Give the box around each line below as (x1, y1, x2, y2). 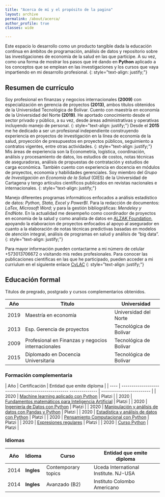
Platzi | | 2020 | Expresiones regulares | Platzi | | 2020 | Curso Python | (5, 419, 149, 425)
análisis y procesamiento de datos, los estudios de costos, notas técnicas (5, 154, 154, 159)
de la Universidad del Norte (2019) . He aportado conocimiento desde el (5, 112, 150, 118)
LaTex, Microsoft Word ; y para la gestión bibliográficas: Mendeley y (5, 205, 141, 211)
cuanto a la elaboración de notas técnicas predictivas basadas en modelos (5, 226, 156, 232)
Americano (93, 484, 119, 491)
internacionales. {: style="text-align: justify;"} (5, 185, 97, 191)
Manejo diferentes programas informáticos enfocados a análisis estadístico (5, 194, 157, 200)
